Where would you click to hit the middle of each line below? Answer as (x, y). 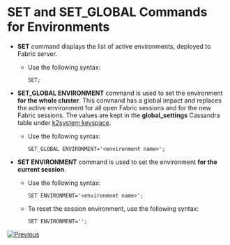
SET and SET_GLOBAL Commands (107, 12)
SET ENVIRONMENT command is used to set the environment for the (117, 162)
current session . (41, 169)
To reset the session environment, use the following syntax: (113, 208)
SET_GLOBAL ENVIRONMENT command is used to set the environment (120, 93)
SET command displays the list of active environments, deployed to (114, 46)
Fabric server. (37, 54)
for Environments (59, 27)
